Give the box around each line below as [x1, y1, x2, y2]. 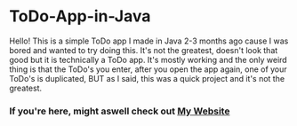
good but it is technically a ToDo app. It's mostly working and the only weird [9, 54, 287, 65]
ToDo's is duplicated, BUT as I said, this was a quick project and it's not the [9, 73, 285, 83]
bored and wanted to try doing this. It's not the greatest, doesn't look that [9, 44, 278, 55]
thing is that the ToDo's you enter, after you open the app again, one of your [9, 64, 287, 75]
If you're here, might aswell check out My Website [9, 105, 230, 117]
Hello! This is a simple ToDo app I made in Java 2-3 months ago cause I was [9, 35, 289, 46]
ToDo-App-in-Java [9, 6, 151, 27]
